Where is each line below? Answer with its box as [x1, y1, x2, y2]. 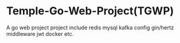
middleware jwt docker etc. [6, 30, 74, 37]
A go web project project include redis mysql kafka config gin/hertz [6, 24, 174, 31]
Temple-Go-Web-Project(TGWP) [6, 4, 174, 18]
